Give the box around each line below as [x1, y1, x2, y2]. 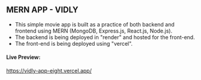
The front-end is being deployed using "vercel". [14, 40, 133, 47]
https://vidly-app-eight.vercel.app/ [6, 67, 92, 75]
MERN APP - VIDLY [6, 5, 79, 15]
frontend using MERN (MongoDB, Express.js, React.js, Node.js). [14, 27, 173, 34]
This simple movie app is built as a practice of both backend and [14, 20, 175, 28]
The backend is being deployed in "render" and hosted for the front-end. [14, 33, 195, 41]
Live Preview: [6, 54, 41, 61]
